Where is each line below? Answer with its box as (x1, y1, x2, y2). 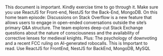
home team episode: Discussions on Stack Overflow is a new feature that (5, 15, 152, 20)
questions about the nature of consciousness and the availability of (5, 30, 140, 36)
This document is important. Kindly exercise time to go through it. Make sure (5, 4, 159, 10)
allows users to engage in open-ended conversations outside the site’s (5, 19, 147, 25)
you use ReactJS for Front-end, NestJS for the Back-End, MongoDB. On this (5, 9, 158, 15)
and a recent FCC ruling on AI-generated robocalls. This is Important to (5, 40, 148, 46)
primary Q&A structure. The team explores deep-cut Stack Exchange (5, 25, 143, 31)
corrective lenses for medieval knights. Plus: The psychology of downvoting (5, 35, 157, 41)
